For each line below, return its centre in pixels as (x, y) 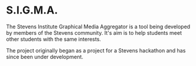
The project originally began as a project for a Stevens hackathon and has (96, 50)
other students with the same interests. (54, 39)
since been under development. (45, 57)
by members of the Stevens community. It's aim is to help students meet (94, 32)
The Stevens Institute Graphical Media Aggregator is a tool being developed (98, 27)
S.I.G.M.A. (32, 10)
